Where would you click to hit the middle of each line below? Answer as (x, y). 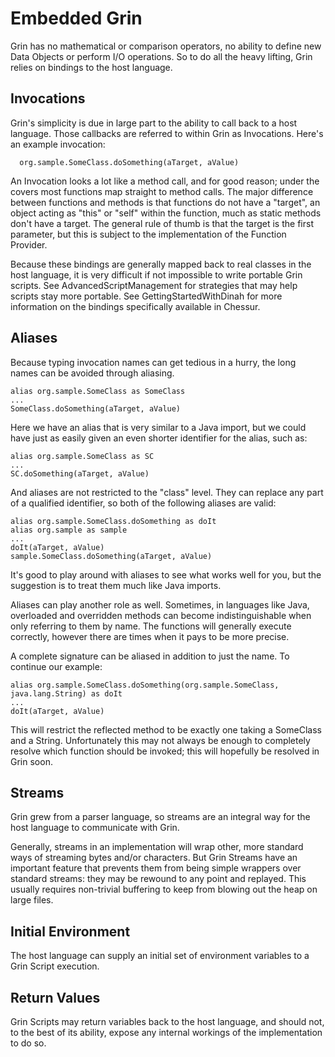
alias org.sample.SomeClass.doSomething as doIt (113, 521)
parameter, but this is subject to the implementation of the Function (148, 234)
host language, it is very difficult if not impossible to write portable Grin (156, 274)
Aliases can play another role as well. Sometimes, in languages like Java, (160, 604)
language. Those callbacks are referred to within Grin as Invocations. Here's (167, 133)
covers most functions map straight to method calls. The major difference (162, 191)
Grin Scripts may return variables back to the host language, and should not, (167, 1021)
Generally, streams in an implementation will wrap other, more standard (157, 847)
